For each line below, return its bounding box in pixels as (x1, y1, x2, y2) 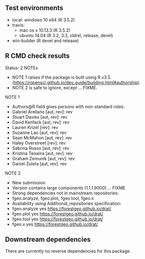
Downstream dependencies (5, 236, 91, 244)
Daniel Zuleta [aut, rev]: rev (12, 161, 67, 167)
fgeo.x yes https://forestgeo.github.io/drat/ (12, 221, 98, 227)
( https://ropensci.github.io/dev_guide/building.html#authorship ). (12, 79, 141, 85)
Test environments (5, 4, 63, 12)
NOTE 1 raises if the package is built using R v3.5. (12, 74, 112, 80)
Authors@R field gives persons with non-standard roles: (12, 104, 125, 109)
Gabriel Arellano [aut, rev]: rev (12, 108, 73, 114)
